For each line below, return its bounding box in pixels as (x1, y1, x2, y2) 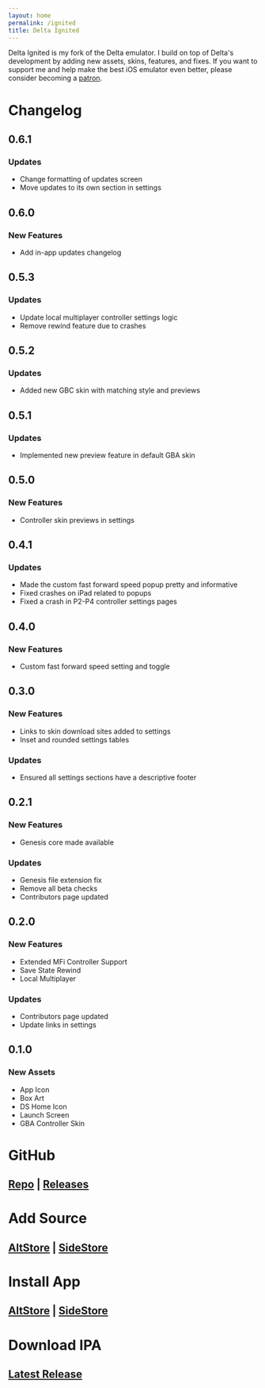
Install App (8, 1273, 81, 1291)
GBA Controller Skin (19, 1118, 85, 1128)
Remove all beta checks (19, 884, 98, 893)
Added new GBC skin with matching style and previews (19, 385, 200, 395)
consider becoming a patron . (8, 73, 103, 83)
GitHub (8, 1146, 55, 1164)
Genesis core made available (19, 838, 115, 847)
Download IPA (8, 1336, 102, 1354)
